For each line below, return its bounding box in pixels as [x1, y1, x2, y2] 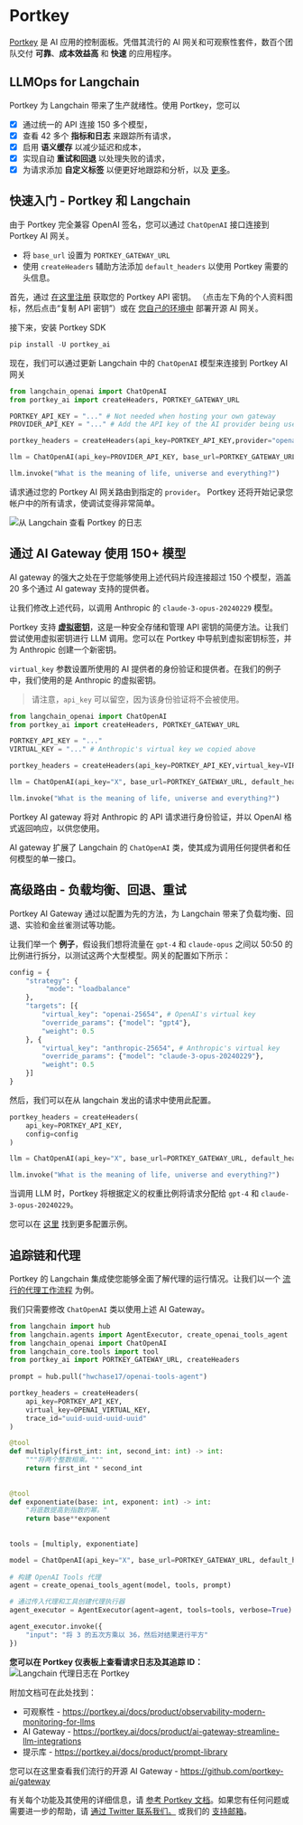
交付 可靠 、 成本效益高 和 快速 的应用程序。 [16, 47, 177, 59]
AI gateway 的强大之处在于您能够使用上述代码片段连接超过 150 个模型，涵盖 [9, 572, 291, 582]
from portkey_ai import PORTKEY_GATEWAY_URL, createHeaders [9, 1356, 241, 1365]
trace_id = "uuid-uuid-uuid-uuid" [25, 1414, 147, 1423]
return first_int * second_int [25, 1464, 143, 1473]
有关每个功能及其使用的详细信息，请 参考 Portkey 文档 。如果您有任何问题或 [9, 1794, 290, 1805]
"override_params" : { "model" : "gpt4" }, [41, 1018, 192, 1027]
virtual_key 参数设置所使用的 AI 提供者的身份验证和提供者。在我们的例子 [9, 663, 281, 674]
